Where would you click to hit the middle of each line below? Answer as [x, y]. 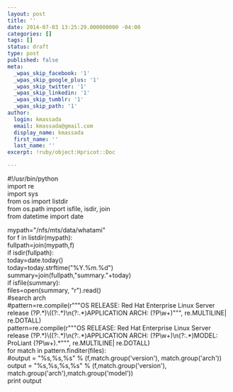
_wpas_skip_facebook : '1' [52, 73]
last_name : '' [34, 146]
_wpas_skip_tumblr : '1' [49, 100]
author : [19, 113]
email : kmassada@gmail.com [53, 126]
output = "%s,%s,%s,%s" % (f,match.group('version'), [87, 365]
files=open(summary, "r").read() [54, 290]
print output [24, 381]
